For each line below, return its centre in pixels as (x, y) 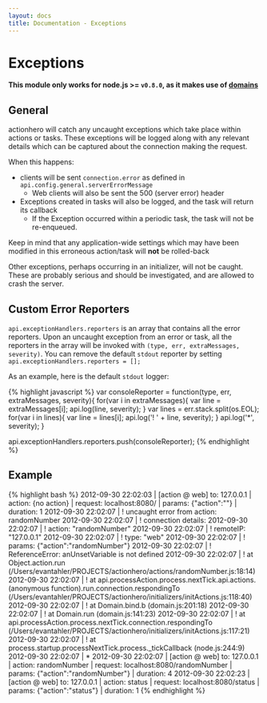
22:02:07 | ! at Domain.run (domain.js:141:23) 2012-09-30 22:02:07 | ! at (127, 613)
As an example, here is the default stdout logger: (89, 377)
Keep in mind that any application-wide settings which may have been (124, 243)
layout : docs (30, 16)
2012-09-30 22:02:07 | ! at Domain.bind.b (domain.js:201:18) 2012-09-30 (129, 605)
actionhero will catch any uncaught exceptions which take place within (125, 130)
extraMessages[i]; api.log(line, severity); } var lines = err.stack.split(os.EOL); (134, 409)
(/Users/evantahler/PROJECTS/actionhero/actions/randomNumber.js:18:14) (132, 571)
